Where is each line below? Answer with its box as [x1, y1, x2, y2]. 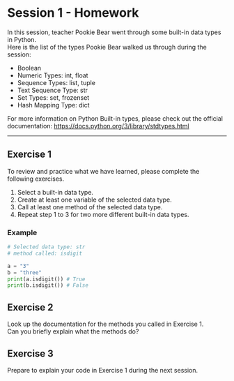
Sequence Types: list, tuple [17, 78, 96, 87]
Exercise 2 [7, 301, 54, 313]
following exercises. [7, 174, 65, 183]
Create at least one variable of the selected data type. [17, 195, 172, 204]
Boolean [17, 63, 42, 72]
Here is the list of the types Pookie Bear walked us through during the [7, 43, 207, 51]
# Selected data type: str [7, 244, 86, 251]
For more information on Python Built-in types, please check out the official [7, 114, 223, 123]
